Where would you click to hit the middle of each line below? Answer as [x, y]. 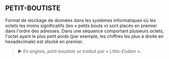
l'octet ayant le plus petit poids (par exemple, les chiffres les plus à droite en [84, 36]
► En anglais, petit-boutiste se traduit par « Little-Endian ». [79, 51]
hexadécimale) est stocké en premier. [44, 41]
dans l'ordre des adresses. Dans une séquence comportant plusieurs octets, [85, 31]
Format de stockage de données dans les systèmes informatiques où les [81, 20]
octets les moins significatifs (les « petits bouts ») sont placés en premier [81, 25]
